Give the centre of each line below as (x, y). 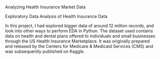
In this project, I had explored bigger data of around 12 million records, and (80, 26)
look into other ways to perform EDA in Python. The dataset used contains (79, 31)
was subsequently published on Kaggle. (45, 51)
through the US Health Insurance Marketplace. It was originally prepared (78, 41)
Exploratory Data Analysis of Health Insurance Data (56, 16)
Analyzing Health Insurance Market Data (45, 7)
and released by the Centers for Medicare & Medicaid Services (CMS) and (79, 46)
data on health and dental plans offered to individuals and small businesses (80, 36)
